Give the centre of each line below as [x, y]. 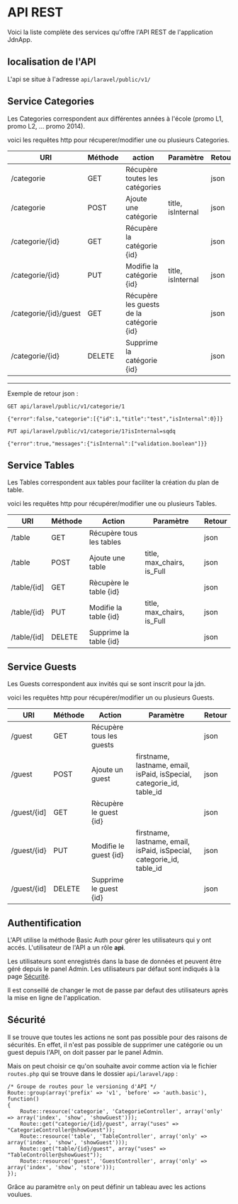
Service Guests [42, 667]
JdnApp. [20, 39]
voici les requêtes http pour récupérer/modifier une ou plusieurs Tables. [112, 504]
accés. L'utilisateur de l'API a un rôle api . [67, 948]
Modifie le [108, 846]
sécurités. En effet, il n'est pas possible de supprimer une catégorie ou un [115, 1044]
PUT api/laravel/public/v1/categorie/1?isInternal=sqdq [91, 431]
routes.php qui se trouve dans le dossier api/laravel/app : [93, 1073]
